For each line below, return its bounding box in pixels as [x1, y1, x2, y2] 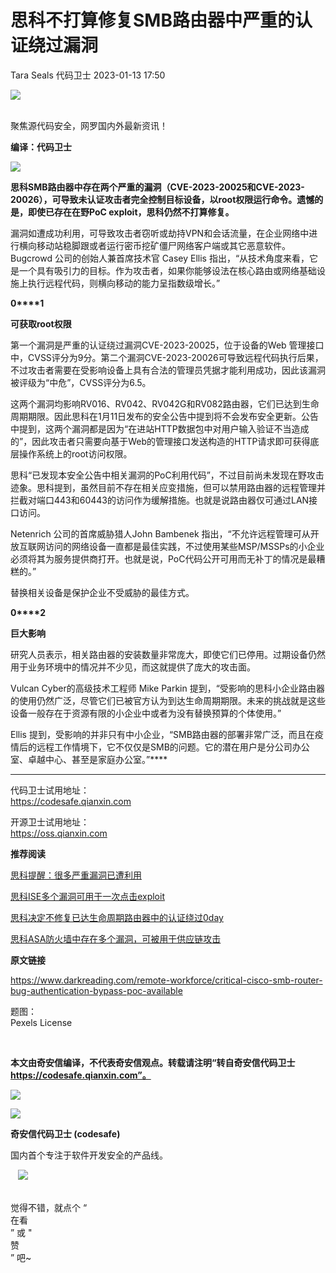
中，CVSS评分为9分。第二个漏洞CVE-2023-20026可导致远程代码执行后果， [10, 351, 324, 363]
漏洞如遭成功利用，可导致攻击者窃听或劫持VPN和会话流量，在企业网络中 [10, 227, 310, 239]
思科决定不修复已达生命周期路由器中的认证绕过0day [10, 911, 224, 923]
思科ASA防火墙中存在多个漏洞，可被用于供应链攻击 [10, 932, 222, 945]
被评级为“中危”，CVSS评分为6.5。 [10, 376, 152, 388]
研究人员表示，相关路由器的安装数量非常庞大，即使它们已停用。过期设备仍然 [10, 648, 326, 660]
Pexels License [10, 1016, 73, 1028]
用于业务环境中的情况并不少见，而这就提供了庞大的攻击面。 [10, 661, 256, 673]
